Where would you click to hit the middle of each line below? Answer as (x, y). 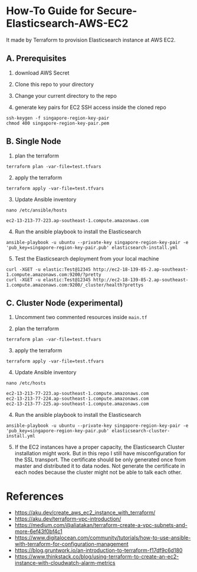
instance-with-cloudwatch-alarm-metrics (65, 563)
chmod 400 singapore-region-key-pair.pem (58, 123)
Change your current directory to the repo (65, 95)
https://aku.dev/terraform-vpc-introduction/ (68, 519)
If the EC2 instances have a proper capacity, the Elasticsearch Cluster (99, 447)
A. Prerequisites (36, 58)
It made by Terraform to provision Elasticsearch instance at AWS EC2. (91, 40)
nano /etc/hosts (26, 383)
